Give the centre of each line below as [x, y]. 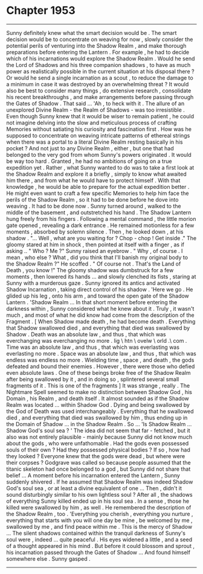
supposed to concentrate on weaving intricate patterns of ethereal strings [98, 135]
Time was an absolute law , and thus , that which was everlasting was [93, 347]
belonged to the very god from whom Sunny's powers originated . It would [99, 155]
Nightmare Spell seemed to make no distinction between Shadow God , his [99, 392]
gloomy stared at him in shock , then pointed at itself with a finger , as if [95, 244]
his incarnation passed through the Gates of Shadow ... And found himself [98, 552]
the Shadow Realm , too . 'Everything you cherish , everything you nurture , [100, 514]
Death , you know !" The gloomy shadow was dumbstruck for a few [90, 270]
